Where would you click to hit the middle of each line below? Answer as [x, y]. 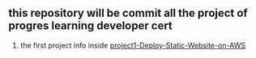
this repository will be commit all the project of [128, 13]
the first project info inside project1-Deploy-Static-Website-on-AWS [132, 45]
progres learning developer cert [90, 26]
